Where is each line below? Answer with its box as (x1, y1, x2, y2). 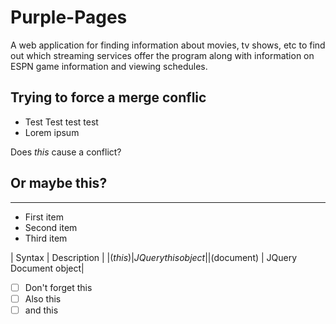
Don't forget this (24, 281, 93, 293)
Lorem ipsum (24, 126, 80, 138)
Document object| (10, 262, 85, 274)
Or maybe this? (10, 175, 108, 192)
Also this (24, 292, 62, 305)
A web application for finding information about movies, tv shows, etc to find (10, 39, 326, 51)
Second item (24, 221, 78, 233)
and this (24, 304, 59, 316)
